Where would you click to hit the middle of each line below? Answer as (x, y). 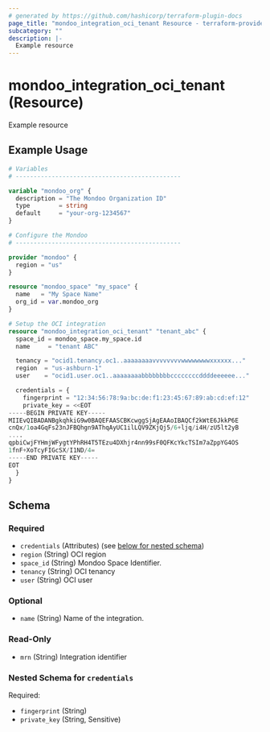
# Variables (28, 169)
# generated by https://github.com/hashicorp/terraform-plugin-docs (125, 16)
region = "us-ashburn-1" (59, 368)
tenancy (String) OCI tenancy (67, 572)
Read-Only (30, 639)
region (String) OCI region (63, 554)
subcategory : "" (35, 31)
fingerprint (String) (53, 710)
